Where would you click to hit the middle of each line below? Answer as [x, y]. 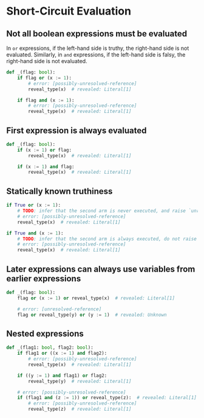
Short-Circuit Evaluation [69, 11]
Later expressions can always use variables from [101, 269]
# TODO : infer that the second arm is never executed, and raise [102, 211]
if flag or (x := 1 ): [44, 78]
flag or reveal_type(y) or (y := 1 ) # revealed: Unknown [92, 315]
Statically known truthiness [59, 191]
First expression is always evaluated [76, 130]
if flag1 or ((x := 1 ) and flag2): [62, 354]
